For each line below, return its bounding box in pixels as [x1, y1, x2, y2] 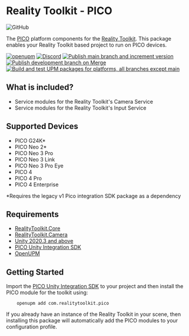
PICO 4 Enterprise [14, 181, 59, 188]
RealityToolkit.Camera [14, 231, 68, 238]
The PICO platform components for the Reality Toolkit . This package [6, 35, 172, 42]
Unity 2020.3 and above [14, 238, 74, 245]
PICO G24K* [14, 137, 46, 144]
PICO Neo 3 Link [14, 156, 55, 163]
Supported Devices [6, 121, 78, 131]
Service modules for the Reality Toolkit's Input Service [14, 104, 147, 111]
